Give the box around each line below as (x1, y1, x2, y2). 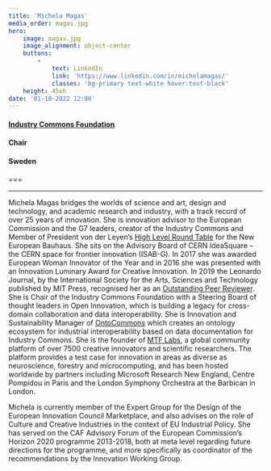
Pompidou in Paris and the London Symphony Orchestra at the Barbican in (8, 377, 256, 388)
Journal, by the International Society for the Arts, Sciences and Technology (8, 275, 258, 284)
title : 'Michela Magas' (8, 11, 89, 20)
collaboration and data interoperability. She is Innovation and (35, 309, 236, 319)
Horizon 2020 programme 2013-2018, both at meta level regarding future (8, 436, 252, 446)
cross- (227, 301, 250, 310)
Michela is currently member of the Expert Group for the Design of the (8, 402, 242, 412)
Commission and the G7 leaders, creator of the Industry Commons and (8, 223, 244, 233)
